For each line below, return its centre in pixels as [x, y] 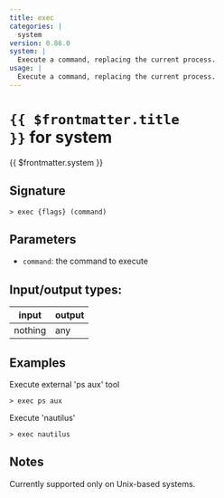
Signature [37, 191]
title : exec [32, 18]
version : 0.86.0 [40, 43]
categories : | [36, 26]
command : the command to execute [85, 261]
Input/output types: [66, 289]
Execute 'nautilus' [42, 417]
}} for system [61, 137]
